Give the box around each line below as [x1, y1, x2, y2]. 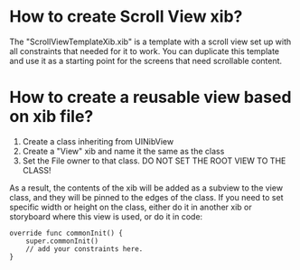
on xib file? [9, 107, 94, 127]
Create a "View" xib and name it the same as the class [22, 145, 225, 156]
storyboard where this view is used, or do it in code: [9, 210, 203, 222]
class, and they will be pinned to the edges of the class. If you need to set [9, 191, 284, 202]
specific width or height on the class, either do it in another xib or [9, 201, 252, 212]
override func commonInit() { [9, 228, 124, 237]
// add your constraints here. [25, 244, 144, 254]
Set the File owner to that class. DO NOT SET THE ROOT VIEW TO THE [22, 155, 286, 166]
